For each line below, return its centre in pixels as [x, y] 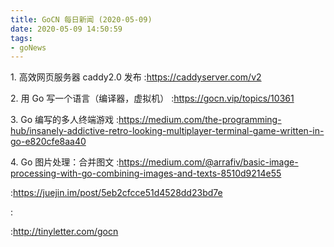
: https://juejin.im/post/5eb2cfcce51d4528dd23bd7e [116, 193]
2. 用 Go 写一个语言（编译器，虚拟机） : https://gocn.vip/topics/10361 [152, 98]
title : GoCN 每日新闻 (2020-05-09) [81, 19]
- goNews [28, 47]
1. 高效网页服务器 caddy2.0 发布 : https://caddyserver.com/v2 [136, 77]
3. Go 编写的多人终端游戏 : [65, 120]
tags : [21, 38]
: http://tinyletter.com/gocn [64, 232]
